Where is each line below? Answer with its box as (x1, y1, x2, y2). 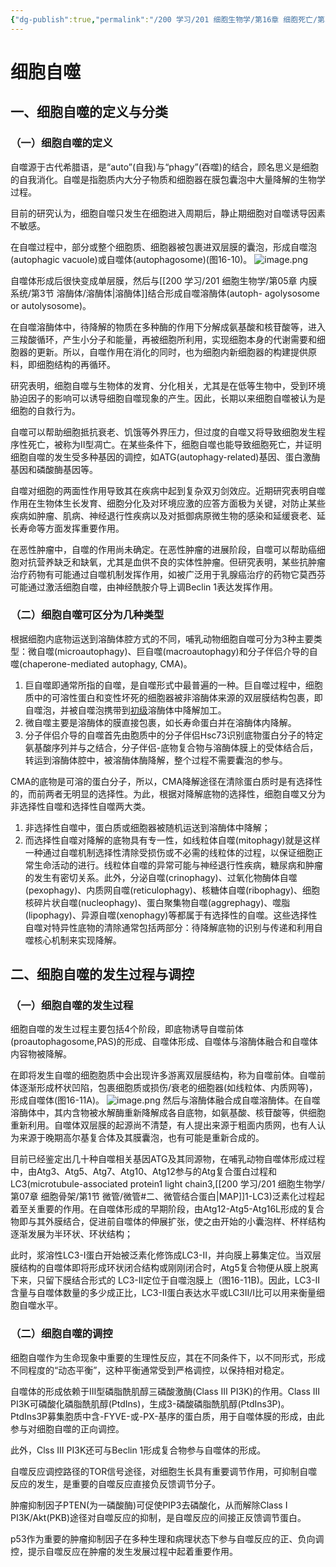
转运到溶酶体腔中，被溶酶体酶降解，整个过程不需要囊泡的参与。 (24, 754, 288, 766)
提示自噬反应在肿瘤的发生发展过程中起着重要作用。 (27, 1545, 238, 1557)
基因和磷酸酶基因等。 (10, 463, 98, 475)
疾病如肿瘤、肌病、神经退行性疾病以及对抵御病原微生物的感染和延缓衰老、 (10, 509, 317, 521)
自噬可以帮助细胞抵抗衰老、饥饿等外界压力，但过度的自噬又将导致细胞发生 (10, 426, 317, 438)
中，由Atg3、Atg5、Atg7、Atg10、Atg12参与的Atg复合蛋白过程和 (10, 1166, 278, 1178)
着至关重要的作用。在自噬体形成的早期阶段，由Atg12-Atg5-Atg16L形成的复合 (10, 1203, 325, 1215)
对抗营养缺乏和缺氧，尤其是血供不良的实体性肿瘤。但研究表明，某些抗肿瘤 (18, 556, 326, 568)
